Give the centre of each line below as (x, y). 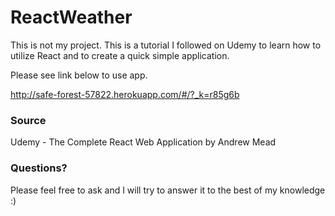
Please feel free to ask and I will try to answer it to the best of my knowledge (168, 190)
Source (28, 120)
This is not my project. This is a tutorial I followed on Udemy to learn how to (166, 45)
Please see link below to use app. (79, 75)
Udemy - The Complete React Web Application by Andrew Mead (143, 142)
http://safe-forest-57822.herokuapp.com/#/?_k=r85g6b (125, 94)
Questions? (39, 168)
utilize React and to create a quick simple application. (120, 55)
